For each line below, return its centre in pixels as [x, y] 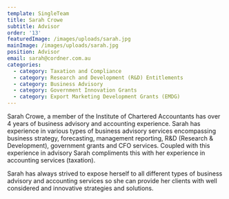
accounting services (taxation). [51, 160]
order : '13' [24, 33]
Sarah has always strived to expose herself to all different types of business [115, 174]
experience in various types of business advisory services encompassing [112, 131]
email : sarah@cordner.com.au [49, 59]
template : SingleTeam [38, 13]
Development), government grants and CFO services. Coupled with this [109, 146]
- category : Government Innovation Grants [75, 90]
